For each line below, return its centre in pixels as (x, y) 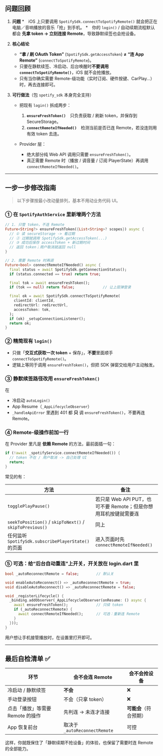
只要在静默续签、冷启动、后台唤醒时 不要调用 (64, 66)
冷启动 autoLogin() (31, 400)
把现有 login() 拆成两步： (45, 105)
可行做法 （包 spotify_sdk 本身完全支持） (53, 95)
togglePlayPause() (29, 506)
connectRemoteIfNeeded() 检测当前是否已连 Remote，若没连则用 (92, 127)
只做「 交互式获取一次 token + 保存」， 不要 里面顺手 (62, 352)
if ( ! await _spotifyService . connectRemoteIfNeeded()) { (63, 453)
